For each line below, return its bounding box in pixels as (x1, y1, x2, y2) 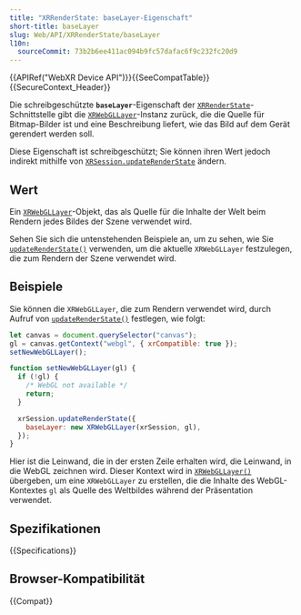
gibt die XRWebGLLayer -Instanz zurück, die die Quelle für (57, 109, 266, 120)
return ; (25, 389, 55, 398)
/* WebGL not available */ (25, 381, 128, 390)
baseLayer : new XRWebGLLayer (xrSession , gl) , (25, 422, 202, 432)
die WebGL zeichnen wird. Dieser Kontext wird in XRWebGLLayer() (9, 466, 252, 477)
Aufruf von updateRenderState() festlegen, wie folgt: (9, 313, 206, 324)
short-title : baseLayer (9, 22, 100, 31)
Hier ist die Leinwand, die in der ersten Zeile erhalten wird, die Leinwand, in (9, 456, 292, 467)
